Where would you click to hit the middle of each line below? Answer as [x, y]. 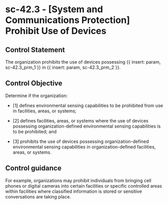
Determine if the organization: [36, 96]
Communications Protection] [68, 20]
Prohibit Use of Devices [56, 31]
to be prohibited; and [35, 131]
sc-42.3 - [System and [54, 9]
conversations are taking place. [38, 196]
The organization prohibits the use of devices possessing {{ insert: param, [83, 62]
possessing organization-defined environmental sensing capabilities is [87, 126]
